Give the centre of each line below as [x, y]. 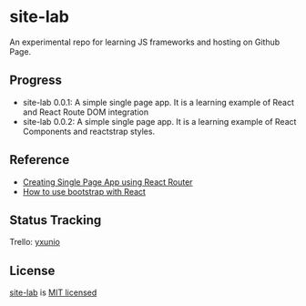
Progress [36, 81]
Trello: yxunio [35, 242]
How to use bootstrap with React [84, 191]
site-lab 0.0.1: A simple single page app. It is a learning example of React [158, 102]
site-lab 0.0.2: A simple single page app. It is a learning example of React [159, 121]
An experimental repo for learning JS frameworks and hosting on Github [145, 42]
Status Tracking [56, 220]
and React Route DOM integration [85, 112]
